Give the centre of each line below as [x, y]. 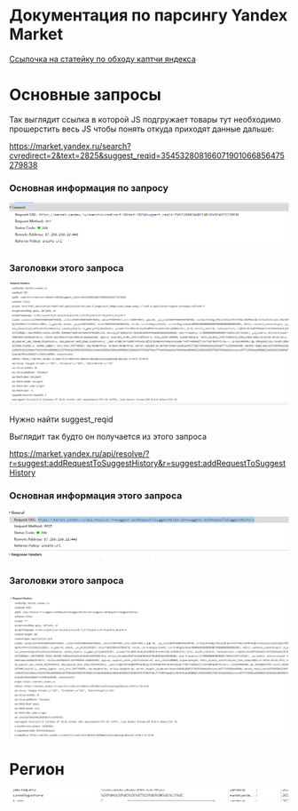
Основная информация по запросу [89, 187]
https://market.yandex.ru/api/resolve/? [79, 453]
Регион [37, 770]
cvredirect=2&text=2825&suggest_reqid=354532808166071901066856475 [147, 155]
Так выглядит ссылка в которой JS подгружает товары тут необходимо [145, 119]
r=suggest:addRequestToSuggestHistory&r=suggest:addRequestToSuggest [148, 463]
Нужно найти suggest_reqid [61, 419]
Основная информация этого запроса [96, 496]
